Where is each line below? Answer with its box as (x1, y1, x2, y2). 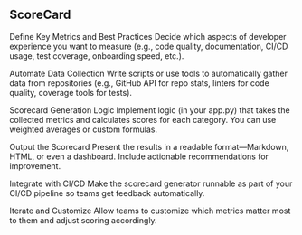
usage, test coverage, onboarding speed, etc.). (9, 50, 184, 61)
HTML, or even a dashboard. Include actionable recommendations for (9, 151, 269, 162)
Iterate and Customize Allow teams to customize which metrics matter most (9, 205, 291, 216)
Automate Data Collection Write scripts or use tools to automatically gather (9, 68, 288, 79)
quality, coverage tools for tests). (9, 87, 133, 98)
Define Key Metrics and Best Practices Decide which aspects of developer (9, 31, 287, 42)
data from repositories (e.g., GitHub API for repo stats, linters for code (9, 77, 269, 89)
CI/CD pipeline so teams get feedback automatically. (9, 187, 205, 198)
